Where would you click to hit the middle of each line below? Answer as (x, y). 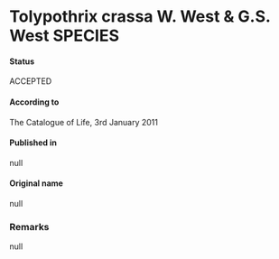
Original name (36, 183)
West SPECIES (65, 36)
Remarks (29, 227)
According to (34, 102)
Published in (33, 143)
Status (22, 61)
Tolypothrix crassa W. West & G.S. (140, 17)
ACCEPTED (31, 81)
